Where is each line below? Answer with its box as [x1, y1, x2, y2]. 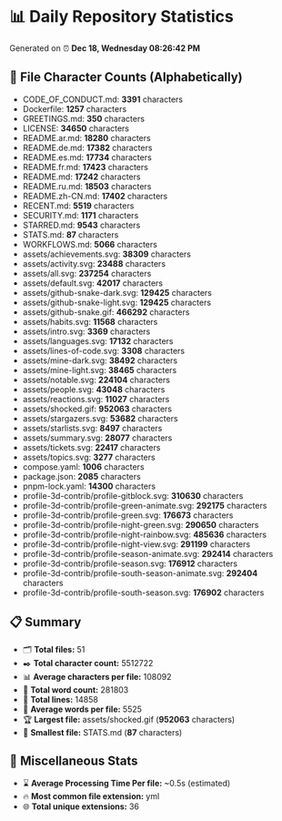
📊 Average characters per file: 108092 [22, 671, 172, 682]
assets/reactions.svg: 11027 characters [22, 393, 170, 404]
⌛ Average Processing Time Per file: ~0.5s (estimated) [22, 778, 231, 789]
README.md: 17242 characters [22, 171, 141, 182]
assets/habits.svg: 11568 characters [22, 316, 158, 327]
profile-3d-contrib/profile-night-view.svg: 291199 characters [22, 538, 251, 550]
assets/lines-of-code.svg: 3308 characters [22, 345, 185, 356]
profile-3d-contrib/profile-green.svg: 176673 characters [22, 510, 234, 521]
